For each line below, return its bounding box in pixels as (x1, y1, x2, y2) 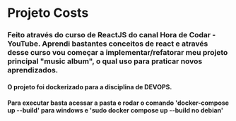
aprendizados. (7, 65, 59, 75)
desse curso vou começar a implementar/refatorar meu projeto (7, 48, 228, 58)
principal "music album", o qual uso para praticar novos (7, 56, 203, 66)
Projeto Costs (7, 5, 89, 21)
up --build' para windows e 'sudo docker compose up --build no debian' (7, 106, 224, 115)
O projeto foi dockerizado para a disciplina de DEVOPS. (7, 82, 172, 91)
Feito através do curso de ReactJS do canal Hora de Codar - (7, 30, 216, 40)
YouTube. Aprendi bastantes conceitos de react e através (7, 39, 208, 49)
